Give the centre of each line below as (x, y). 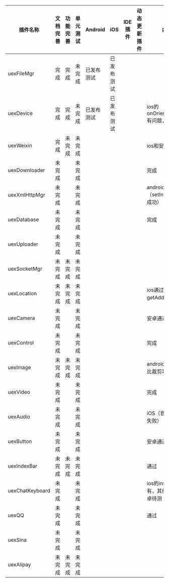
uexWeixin (20, 145)
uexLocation (22, 294)
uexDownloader (26, 170)
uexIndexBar (23, 466)
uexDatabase (23, 219)
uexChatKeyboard (29, 491)
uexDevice (20, 113)
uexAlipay (19, 565)
